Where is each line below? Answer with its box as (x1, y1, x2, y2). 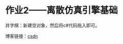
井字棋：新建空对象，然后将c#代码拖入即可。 (5, 22, 100, 28)
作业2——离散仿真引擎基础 (5, 5, 118, 16)
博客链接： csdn (5, 33, 38, 39)
